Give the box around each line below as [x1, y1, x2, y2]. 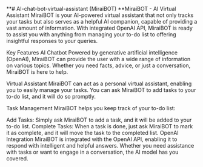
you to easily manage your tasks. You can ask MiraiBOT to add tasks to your [6, 87, 196, 93]
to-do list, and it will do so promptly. [6, 93, 96, 100]
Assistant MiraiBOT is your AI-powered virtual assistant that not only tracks [6, 11, 194, 19]
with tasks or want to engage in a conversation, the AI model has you [6, 148, 179, 156]
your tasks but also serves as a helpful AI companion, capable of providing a [6, 18, 198, 25]
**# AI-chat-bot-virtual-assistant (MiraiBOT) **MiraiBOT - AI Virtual [6, 5, 176, 12]
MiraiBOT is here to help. [6, 68, 68, 75]
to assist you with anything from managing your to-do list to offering [6, 31, 177, 38]
